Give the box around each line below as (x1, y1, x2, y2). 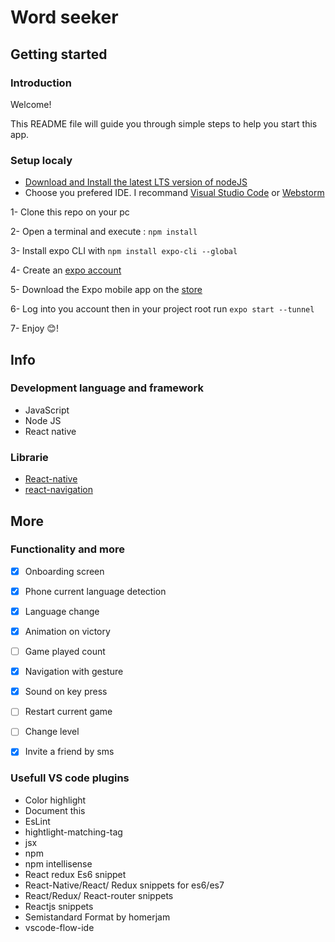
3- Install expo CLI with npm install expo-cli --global (10, 245, 238, 257)
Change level (24, 726, 80, 738)
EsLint (24, 815, 51, 827)
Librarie (10, 450, 49, 464)
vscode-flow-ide (24, 921, 95, 933)
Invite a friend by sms (24, 746, 115, 758)
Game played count (24, 646, 106, 658)
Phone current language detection (24, 585, 167, 597)
